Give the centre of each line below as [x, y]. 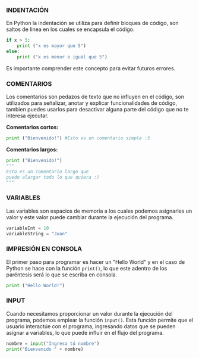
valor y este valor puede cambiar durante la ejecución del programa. [90, 217]
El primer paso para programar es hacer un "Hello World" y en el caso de [96, 262]
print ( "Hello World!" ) [36, 285]
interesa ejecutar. [27, 116]
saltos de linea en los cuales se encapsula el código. [70, 29]
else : [13, 52]
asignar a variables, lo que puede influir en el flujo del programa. [85, 332]
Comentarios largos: [32, 150]
